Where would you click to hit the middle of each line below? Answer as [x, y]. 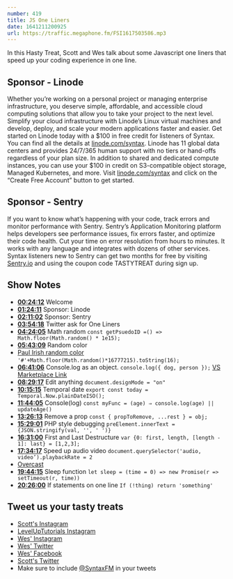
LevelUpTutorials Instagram [56, 531]
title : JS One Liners [39, 20]
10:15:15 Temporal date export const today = [83, 389]
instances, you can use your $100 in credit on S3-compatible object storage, [117, 166]
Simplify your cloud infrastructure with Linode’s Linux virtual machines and [114, 121]
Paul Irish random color [51, 352]
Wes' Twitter [35, 546]
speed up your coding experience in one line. [72, 61]
